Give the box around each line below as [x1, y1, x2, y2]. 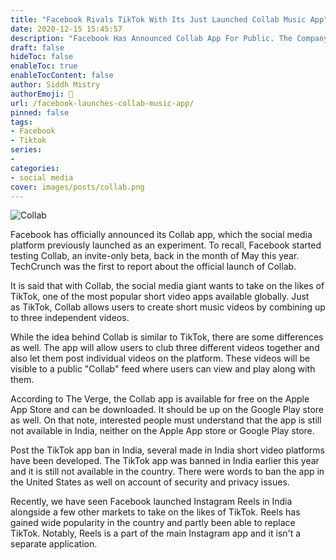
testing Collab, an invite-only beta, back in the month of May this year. [10, 250, 300, 262]
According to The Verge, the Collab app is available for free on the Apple [10, 393, 310, 405]
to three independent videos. [10, 312, 130, 324]
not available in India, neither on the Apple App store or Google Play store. [10, 425, 315, 437]
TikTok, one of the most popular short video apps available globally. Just [10, 291, 310, 303]
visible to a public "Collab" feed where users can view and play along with [10, 363, 316, 375]
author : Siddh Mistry [10, 80, 101, 90]
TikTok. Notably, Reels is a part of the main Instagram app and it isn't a [10, 527, 302, 540]
